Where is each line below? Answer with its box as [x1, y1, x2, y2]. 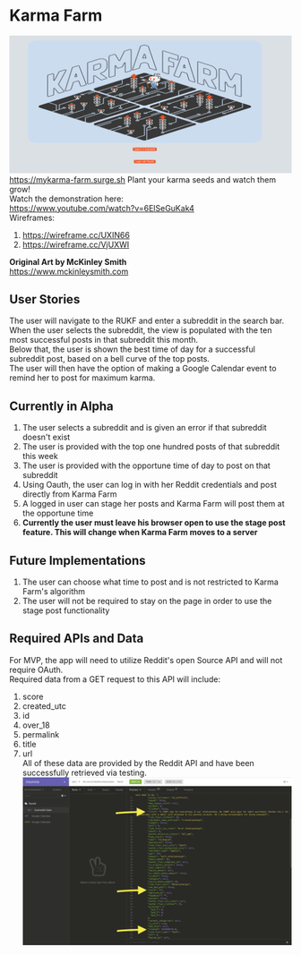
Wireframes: [9, 212, 56, 223]
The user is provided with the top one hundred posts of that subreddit [21, 441, 280, 452]
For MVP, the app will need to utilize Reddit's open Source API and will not [9, 654, 283, 665]
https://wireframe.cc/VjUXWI [21, 239, 130, 250]
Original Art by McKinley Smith [9, 256, 127, 267]
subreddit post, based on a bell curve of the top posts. [9, 354, 211, 364]
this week [21, 451, 58, 462]
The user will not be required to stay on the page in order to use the [21, 595, 272, 606]
